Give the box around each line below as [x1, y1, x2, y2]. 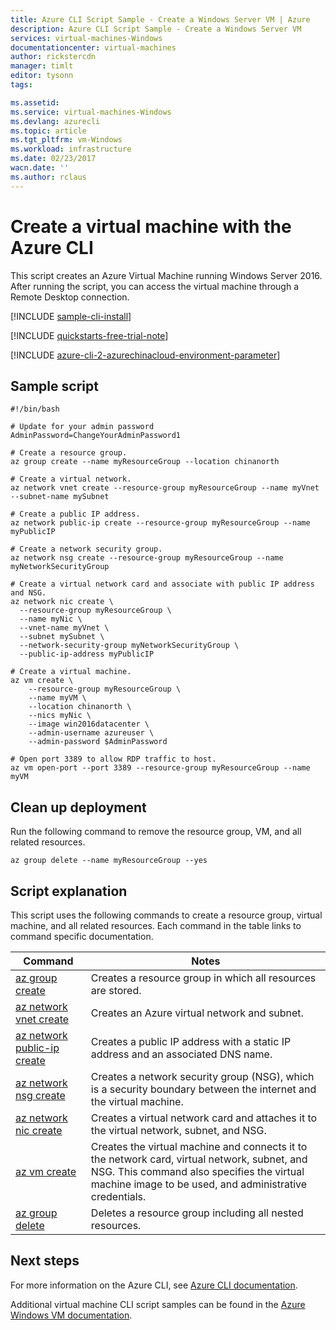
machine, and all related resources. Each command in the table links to [10, 920, 302, 931]
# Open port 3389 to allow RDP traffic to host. [10, 754, 217, 765]
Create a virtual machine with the [10, 215, 292, 238]
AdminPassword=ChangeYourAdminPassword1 [10, 431, 182, 441]
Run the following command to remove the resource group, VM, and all [10, 826, 302, 838]
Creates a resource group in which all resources [90, 971, 317, 985]
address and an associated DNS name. [90, 1047, 273, 1061]
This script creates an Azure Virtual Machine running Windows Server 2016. [10, 269, 323, 281]
